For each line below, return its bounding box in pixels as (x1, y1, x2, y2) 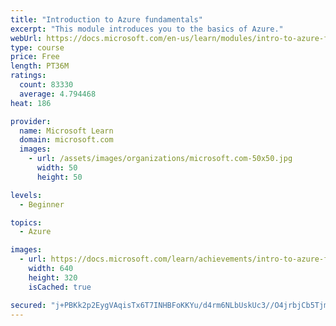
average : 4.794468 (19, 89, 97, 99)
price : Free (10, 52, 60, 62)
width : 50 (36, 163, 78, 173)
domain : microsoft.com (19, 135, 114, 145)
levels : (10, 190, 43, 200)
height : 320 (28, 272, 78, 283)
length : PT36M (10, 61, 70, 71)
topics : (10, 217, 43, 228)
